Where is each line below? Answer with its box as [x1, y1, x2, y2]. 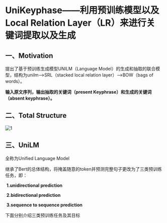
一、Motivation [5, 51, 53, 60]
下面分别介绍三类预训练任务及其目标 [5, 212, 80, 218]
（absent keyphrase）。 [5, 95, 55, 101]
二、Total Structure [5, 111, 67, 120]
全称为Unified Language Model [5, 155, 69, 161]
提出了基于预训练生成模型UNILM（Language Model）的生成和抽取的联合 [5, 66, 156, 71]
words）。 [5, 79, 25, 84]
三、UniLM [5, 141, 39, 150]
